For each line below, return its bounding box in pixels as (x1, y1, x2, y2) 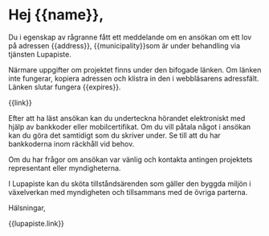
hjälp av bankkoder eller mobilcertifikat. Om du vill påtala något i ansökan (8, 122, 251, 131)
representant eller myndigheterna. (8, 163, 121, 172)
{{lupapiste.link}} (8, 218, 64, 228)
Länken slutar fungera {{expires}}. (8, 82, 121, 92)
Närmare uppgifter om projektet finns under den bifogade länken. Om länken (8, 64, 262, 74)
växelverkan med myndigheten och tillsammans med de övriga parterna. (8, 187, 248, 197)
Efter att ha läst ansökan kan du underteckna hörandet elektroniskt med (8, 113, 246, 122)
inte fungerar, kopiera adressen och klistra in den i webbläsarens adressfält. (8, 73, 259, 83)
